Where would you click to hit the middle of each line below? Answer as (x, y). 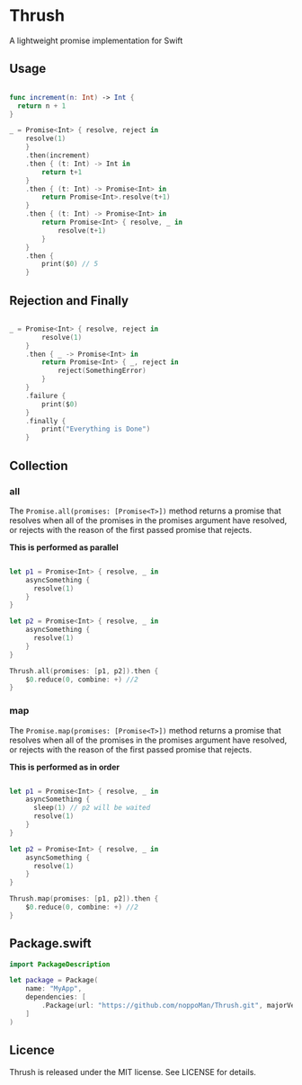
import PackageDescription (60, 964)
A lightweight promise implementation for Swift (96, 40)
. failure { (46, 396)
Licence (32, 1050)
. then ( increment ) (58, 156)
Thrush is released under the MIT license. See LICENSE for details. (133, 1072)
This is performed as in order (64, 767)
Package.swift (50, 943)
